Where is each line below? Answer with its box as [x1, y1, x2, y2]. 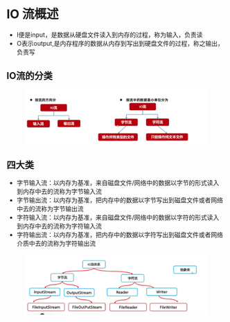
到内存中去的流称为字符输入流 [16, 222, 102, 231]
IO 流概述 [6, 6, 60, 22]
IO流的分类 [6, 70, 53, 82]
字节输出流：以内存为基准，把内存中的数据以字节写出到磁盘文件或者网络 [16, 196, 223, 204]
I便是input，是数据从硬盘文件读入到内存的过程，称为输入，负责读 [16, 30, 203, 39]
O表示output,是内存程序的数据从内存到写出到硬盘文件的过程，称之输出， [16, 39, 224, 47]
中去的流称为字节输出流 [16, 205, 84, 213]
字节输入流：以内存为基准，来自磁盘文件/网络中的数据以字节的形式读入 [16, 179, 220, 187]
